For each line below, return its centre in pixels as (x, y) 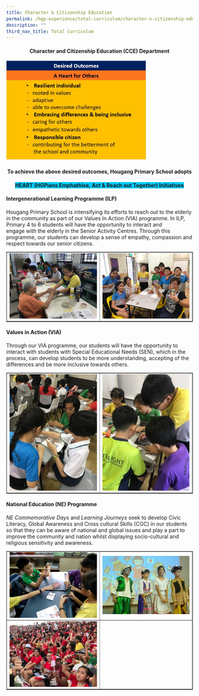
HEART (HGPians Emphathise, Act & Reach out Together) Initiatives (99, 185)
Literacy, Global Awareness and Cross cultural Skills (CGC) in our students (97, 524)
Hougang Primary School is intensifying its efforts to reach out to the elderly (99, 212)
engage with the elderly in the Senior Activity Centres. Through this (88, 231)
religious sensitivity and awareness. (50, 542)
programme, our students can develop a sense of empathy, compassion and (99, 237)
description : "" (26, 25)
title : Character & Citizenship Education (59, 12)
